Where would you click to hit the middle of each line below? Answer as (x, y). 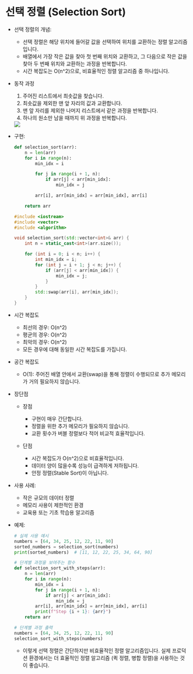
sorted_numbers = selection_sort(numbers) (66, 547)
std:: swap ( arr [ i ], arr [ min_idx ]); (77, 292)
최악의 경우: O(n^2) (45, 342)
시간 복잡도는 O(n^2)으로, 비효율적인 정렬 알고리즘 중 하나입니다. (96, 71)
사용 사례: (25, 485)
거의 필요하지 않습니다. (55, 381)
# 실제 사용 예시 (31, 536)
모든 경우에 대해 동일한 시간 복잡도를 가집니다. (75, 349)
